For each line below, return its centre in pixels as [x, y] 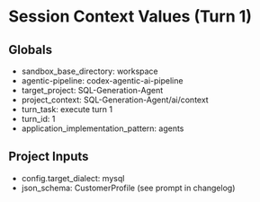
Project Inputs [49, 157]
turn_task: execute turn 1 [67, 109]
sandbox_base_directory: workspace [90, 71]
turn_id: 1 [38, 119]
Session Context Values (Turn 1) [130, 17]
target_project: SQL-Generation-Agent [92, 90]
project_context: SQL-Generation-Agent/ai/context [115, 100]
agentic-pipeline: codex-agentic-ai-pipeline [102, 81]
